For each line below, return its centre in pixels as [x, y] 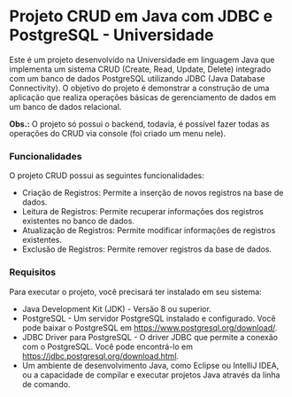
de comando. [46, 384]
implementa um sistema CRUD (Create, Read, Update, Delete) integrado [140, 69]
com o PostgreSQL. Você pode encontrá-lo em [107, 346]
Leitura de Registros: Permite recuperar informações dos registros [142, 212]
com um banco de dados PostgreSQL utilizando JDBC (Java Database [137, 78]
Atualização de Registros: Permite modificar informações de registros [149, 230]
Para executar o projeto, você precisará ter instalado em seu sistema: [136, 292]
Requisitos [32, 272]
